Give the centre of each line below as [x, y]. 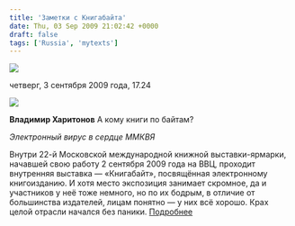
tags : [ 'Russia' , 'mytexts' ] [64, 43]
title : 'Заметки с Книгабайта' [68, 18]
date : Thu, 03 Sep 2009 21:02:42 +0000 [84, 26]
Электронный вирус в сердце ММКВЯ [82, 137]
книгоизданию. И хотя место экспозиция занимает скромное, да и [138, 183]
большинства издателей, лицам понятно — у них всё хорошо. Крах [139, 203]
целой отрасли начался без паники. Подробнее [101, 212]
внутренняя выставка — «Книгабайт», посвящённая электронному [139, 174]
